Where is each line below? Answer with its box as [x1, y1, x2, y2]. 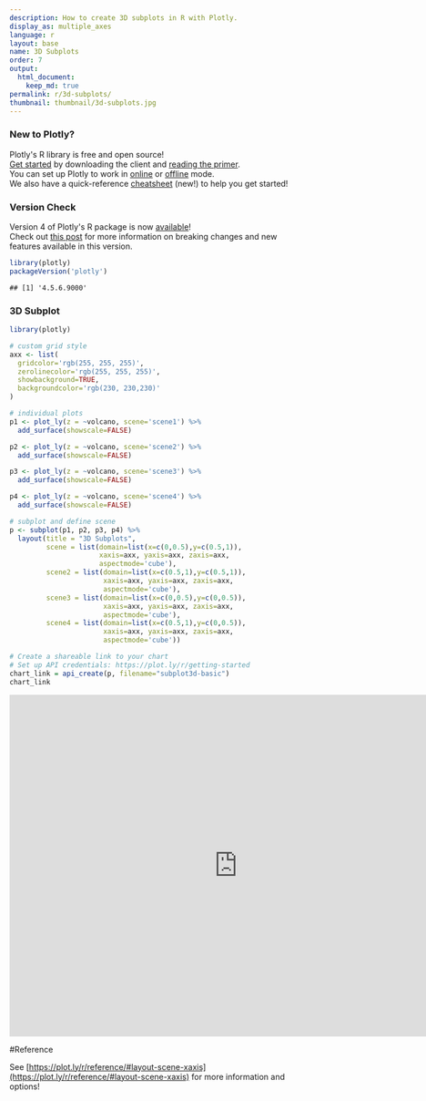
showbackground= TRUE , [17, 376, 100, 385]
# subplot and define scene [9, 517, 117, 526]
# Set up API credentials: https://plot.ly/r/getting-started [9, 660, 250, 670]
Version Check [9, 201, 76, 213]
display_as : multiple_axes [9, 22, 112, 31]
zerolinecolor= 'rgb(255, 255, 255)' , [17, 366, 161, 376]
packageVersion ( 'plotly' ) [9, 266, 107, 276]
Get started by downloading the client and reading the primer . [9, 159, 241, 170]
